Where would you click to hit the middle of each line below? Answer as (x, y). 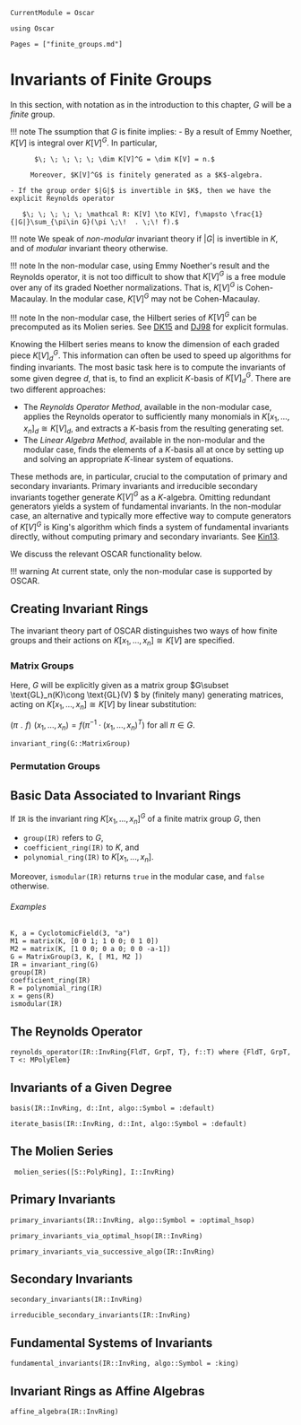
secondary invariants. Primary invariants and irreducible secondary (134, 485)
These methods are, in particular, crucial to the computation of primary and (149, 476)
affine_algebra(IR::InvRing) (64, 1412)
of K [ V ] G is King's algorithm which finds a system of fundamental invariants (150, 527)
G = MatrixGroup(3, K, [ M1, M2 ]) (77, 957)
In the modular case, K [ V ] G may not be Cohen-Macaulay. (155, 298)
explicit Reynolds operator (63, 198)
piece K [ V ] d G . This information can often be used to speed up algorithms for (151, 355)
